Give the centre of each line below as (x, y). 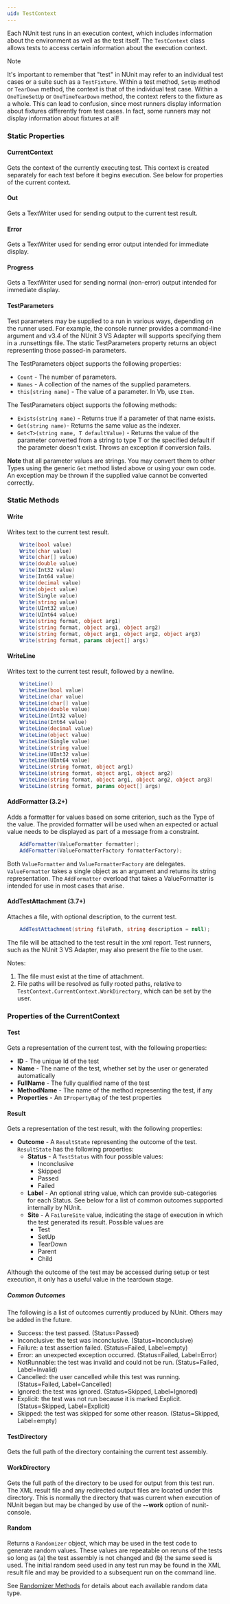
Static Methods (33, 501)
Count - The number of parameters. (67, 377)
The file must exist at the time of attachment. (80, 976)
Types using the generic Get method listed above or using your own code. (112, 468)
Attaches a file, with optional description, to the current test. (92, 916)
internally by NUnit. (55, 1208)
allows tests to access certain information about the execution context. (107, 47)
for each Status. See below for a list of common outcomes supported (125, 1200)
